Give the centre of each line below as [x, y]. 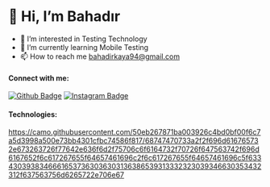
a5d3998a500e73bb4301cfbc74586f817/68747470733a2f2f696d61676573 [134, 141]
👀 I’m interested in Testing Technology [83, 39]
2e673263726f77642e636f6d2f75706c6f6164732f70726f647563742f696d [134, 149]
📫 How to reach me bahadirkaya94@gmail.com [100, 56]
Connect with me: [39, 78]
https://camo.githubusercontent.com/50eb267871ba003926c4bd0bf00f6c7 [135, 132]
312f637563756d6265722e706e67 [66, 175]
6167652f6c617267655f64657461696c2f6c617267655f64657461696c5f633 [135, 158]
